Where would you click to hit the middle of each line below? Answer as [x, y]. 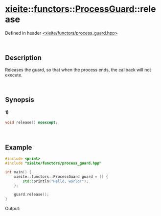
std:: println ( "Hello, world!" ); [56, 181]
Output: [13, 209]
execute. [14, 75]
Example [19, 147]
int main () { [18, 172]
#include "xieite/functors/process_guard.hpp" [53, 163]
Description [23, 58]
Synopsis [20, 100]
